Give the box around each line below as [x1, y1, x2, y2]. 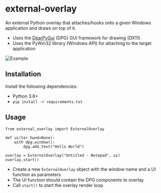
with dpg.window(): [14, 140, 55, 145]
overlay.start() [5, 157, 39, 162]
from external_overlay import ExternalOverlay [5, 126, 105, 132]
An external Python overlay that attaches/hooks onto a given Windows [5, 20, 151, 26]
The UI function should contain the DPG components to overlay [12, 177, 144, 183]
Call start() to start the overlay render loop [12, 182, 103, 188]
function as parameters [12, 171, 61, 177]
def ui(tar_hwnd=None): [5, 135, 55, 140]
